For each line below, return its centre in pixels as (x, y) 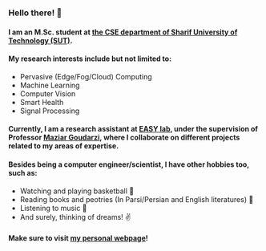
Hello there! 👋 (35, 13)
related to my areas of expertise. (64, 146)
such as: (23, 172)
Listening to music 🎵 (53, 208)
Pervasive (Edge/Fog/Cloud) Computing (86, 76)
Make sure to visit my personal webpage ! (78, 238)
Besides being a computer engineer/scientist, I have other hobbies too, (129, 164)
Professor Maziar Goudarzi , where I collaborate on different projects (124, 138)
